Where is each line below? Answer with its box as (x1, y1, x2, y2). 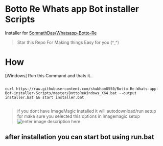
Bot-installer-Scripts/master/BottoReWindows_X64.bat (5, 90, 117, 96)
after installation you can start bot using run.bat (5, 133, 154, 141)
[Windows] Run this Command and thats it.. (5, 72, 93, 79)
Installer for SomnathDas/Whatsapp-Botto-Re (5, 30, 97, 36)
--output (119, 90, 137, 96)
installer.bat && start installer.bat (5, 95, 84, 100)
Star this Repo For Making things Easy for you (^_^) (17, 39, 119, 45)
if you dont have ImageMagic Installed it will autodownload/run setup (17, 108, 157, 114)
